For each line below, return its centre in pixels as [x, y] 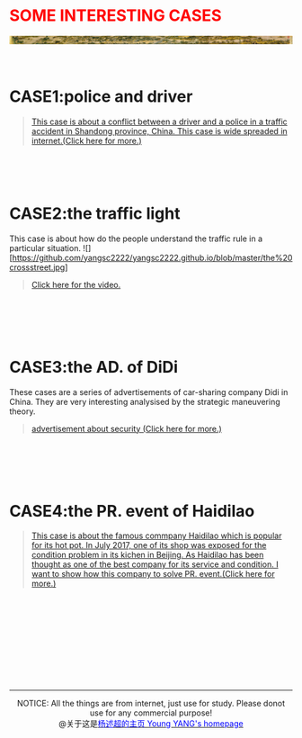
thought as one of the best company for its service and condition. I [155, 564]
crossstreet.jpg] [39, 267]
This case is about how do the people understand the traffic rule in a [136, 238]
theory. [22, 411]
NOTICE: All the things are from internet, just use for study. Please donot [151, 704]
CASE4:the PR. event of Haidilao [132, 511]
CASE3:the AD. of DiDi [93, 367]
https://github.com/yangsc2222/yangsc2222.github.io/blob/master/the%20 [152, 257]
